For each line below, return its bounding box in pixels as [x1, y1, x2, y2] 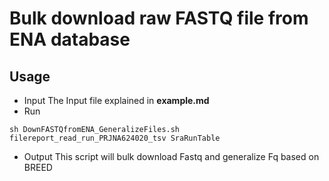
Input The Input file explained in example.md [23, 95, 210, 106]
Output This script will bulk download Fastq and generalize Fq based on [23, 151, 320, 162]
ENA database [9, 28, 131, 51]
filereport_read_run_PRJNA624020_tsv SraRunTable [9, 133, 221, 143]
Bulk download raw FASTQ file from [9, 7, 309, 30]
